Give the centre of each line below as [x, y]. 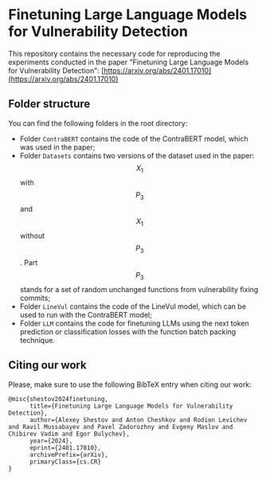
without [32, 236]
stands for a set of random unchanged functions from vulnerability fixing [139, 289]
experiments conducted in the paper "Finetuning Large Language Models [129, 62]
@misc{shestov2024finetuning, [59, 399]
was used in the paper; [57, 147]
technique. [37, 340]
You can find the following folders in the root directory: [98, 123]
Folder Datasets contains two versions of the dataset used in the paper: [137, 155]
